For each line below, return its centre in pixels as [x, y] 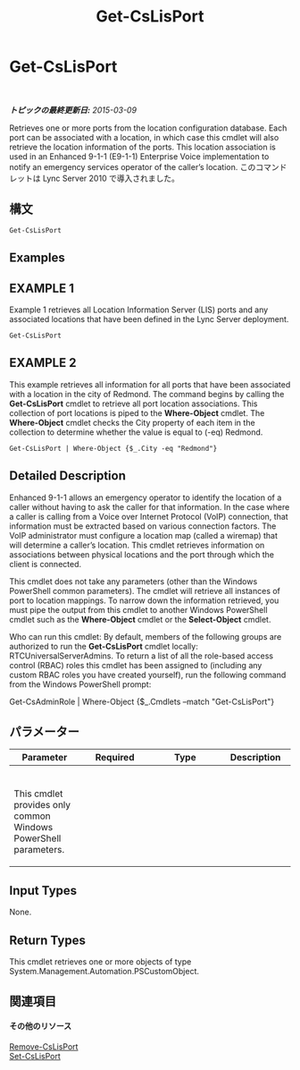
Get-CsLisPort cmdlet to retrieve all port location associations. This [133, 403]
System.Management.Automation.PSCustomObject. [104, 972]
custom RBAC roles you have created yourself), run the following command [148, 675]
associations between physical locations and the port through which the [142, 554]
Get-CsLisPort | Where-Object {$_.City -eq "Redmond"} [113, 448]
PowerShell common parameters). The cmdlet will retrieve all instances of [145, 590]
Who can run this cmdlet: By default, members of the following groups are [146, 636]
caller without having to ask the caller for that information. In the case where [150, 506]
